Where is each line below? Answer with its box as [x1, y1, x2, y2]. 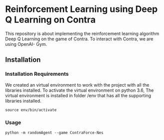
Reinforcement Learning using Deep [5, 3, 158, 15]
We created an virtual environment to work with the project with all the [5, 82, 150, 88]
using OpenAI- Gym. [5, 41, 47, 47]
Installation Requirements [5, 71, 69, 78]
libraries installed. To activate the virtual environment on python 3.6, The [5, 87, 154, 93]
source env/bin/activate [5, 107, 57, 113]
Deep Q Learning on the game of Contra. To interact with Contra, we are [5, 36, 154, 42]
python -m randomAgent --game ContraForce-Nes [5, 130, 104, 135]
